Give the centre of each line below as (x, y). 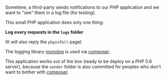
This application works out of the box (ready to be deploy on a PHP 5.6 (79, 61)
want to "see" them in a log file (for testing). (51, 13)
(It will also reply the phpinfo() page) (44, 42)
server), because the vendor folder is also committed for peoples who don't (83, 67)
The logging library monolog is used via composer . (58, 52)
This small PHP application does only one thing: (55, 22)
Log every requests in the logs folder (45, 32)
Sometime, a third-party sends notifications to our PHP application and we (82, 7)
